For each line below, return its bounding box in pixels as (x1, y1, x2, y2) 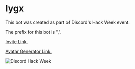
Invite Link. (5, 38, 28, 45)
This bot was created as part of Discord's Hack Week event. (5, 19, 130, 25)
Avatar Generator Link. (5, 48, 52, 54)
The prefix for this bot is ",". (5, 29, 62, 35)
